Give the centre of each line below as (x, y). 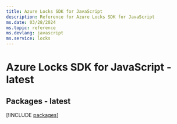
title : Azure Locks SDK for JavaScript (54, 11)
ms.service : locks (28, 38)
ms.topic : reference (31, 28)
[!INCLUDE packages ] (32, 115)
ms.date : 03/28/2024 (31, 22)
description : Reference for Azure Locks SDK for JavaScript (81, 17)
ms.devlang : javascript (35, 33)
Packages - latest (38, 101)
